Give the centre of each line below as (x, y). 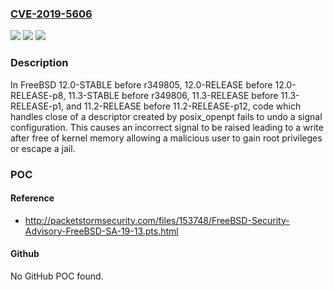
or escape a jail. (43, 148)
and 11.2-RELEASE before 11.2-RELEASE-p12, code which (184, 106)
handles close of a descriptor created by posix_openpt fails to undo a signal (166, 116)
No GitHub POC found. (57, 276)
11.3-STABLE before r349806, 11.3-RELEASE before (173, 95)
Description (39, 63)
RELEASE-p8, (38, 95)
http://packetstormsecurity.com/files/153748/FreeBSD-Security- (157, 220)
